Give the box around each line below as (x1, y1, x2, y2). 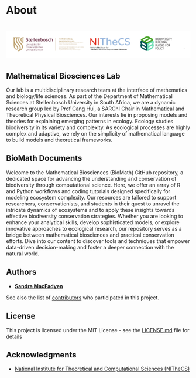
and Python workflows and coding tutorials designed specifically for (6, 187, 171, 194)
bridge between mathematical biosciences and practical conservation (6, 231, 174, 238)
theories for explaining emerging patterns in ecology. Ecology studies (6, 118, 174, 125)
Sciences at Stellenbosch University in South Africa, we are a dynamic (6, 99, 176, 106)
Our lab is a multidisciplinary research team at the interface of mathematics (6, 86, 188, 94)
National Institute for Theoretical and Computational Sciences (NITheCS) (14, 365, 190, 373)
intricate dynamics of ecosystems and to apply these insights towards (6, 206, 175, 213)
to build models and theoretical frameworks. (6, 136, 113, 144)
